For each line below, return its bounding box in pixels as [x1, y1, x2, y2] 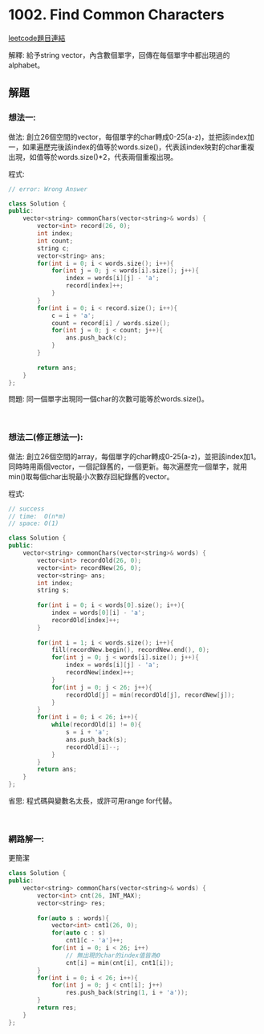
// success [8, 504, 45, 513]
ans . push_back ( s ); [65, 735, 128, 743]
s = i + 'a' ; [65, 728, 110, 736]
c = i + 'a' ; [51, 311, 95, 320]
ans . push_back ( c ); [65, 334, 128, 342]
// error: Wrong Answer [8, 185, 88, 193]
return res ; [37, 1003, 78, 1012]
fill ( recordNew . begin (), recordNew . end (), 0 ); [51, 646, 210, 654]
